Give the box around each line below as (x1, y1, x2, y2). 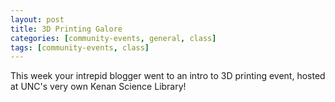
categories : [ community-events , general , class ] (10, 33, 217, 43)
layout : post (10, 14, 65, 25)
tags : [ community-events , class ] (10, 42, 150, 53)
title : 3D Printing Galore (10, 24, 123, 34)
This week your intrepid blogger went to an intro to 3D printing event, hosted (10, 70, 326, 82)
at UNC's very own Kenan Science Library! (10, 81, 187, 93)
